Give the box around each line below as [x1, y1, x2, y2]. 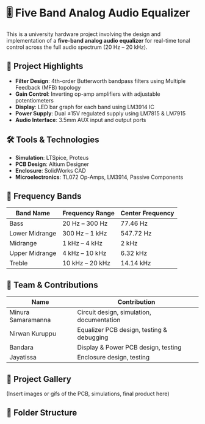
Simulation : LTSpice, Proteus [15, 154, 89, 161]
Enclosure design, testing [77, 353, 150, 362]
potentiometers [15, 96, 54, 104]
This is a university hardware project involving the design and [6, 30, 161, 38]
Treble [9, 259, 28, 267]
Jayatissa [9, 353, 37, 362]
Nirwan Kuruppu [9, 329, 57, 338]
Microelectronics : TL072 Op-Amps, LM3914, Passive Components [15, 173, 184, 181]
